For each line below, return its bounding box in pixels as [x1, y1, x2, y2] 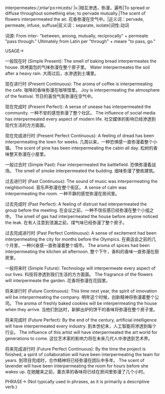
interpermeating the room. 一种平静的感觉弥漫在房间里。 [5, 191, 120, 196]
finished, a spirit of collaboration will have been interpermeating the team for [5, 352, 160, 357]
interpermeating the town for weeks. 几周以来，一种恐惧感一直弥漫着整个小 [5, 139, 158, 144]
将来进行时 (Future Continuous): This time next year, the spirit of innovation [5, 288, 157, 294]
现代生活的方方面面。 [5, 122, 48, 128]
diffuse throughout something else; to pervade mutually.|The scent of [5, 10, 146, 16]
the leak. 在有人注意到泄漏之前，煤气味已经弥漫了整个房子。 [5, 219, 127, 225]
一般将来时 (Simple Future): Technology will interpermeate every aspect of [5, 265, 156, 271]
